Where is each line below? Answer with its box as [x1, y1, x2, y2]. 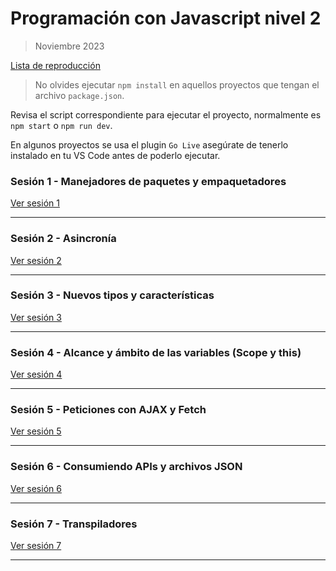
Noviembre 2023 [34, 40, 105, 52]
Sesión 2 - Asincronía [10, 232, 117, 246]
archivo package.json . [34, 89, 125, 101]
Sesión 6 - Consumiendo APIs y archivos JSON [10, 460, 243, 474]
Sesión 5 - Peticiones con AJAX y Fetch [10, 403, 207, 417]
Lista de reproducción [10, 59, 101, 71]
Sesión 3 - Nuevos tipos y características [10, 288, 215, 302]
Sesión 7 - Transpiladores [10, 517, 138, 531]
